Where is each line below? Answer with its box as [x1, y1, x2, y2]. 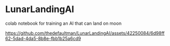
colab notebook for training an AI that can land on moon [5, 20, 122, 26]
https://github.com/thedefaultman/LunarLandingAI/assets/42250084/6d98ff [5, 30, 165, 36]
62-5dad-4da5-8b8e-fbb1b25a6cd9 [5, 35, 81, 41]
